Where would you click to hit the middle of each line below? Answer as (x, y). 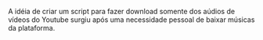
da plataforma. (32, 28)
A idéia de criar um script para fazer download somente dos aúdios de (122, 11)
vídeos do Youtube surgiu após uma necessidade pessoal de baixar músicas (131, 20)
